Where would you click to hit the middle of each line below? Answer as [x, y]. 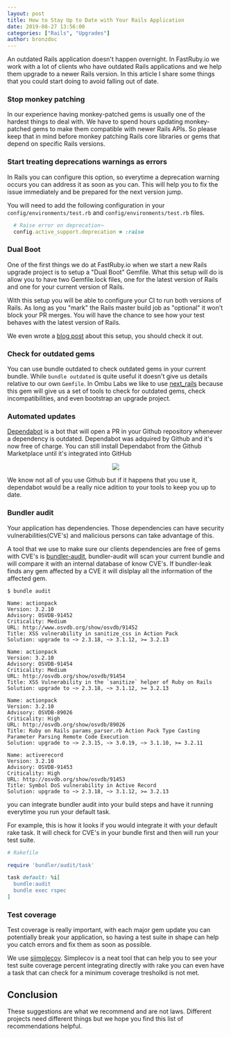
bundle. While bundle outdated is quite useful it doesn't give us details [108, 376]
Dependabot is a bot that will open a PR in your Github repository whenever [115, 432]
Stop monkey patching [46, 99]
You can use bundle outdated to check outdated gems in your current [106, 369]
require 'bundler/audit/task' [51, 865]
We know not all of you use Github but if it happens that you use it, [102, 480]
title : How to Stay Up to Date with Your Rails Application [96, 20]
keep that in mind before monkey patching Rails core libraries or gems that [114, 137]
